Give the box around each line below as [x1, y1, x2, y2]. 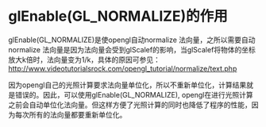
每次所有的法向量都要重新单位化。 [14, 110, 127, 119]
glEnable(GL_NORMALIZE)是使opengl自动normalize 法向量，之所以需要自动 [8, 35, 256, 44]
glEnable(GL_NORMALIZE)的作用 [8, 7, 228, 25]
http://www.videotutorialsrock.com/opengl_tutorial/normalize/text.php [8, 63, 237, 73]
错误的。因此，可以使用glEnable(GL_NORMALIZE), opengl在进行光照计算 [14, 90, 253, 99]
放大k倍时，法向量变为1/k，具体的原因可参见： [8, 55, 161, 64]
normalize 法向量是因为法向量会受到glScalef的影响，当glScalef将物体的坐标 [8, 44, 256, 54]
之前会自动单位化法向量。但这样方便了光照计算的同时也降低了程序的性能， [8, 100, 252, 110]
